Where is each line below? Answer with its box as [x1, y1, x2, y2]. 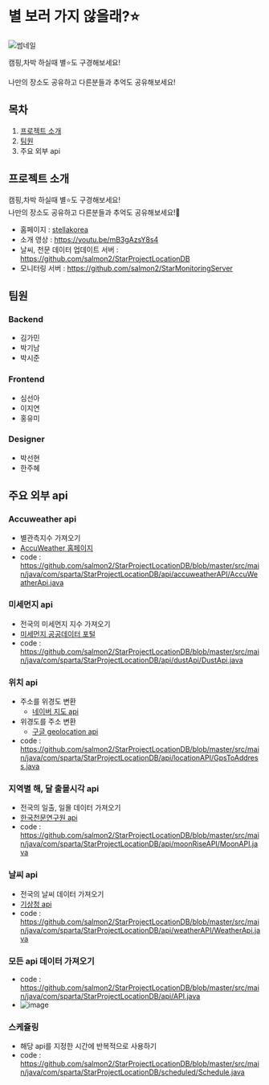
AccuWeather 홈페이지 [19, 542, 94, 552]
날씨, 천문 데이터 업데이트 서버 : [19, 245, 119, 254]
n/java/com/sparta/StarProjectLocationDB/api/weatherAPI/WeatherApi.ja [19, 925, 261, 934]
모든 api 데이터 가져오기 [8, 955, 95, 967]
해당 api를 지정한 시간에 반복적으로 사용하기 [19, 1042, 157, 1051]
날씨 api [8, 869, 39, 881]
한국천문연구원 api [19, 813, 78, 823]
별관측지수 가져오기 [19, 533, 81, 542]
